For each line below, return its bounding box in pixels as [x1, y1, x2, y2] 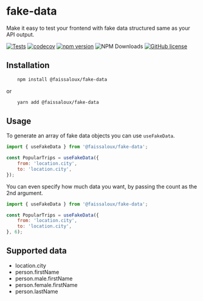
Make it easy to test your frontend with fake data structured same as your [6, 24, 190, 32]
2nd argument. [6, 189, 44, 196]
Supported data [6, 246, 67, 256]
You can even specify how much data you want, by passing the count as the [6, 182, 198, 190]
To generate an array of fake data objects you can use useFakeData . [6, 132, 175, 139]
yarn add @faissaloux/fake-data [17, 99, 99, 105]
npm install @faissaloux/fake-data [17, 76, 108, 83]
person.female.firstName [15, 281, 78, 288]
